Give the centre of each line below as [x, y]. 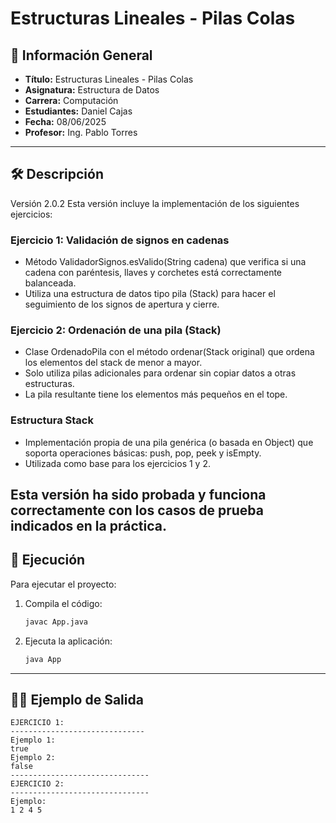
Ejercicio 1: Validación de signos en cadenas [120, 240]
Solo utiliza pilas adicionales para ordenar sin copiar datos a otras [160, 373]
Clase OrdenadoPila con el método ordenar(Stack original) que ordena [169, 352]
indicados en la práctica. [88, 526]
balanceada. [50, 283]
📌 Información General [81, 55]
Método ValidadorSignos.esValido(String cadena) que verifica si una [165, 262]
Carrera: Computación [71, 100]
